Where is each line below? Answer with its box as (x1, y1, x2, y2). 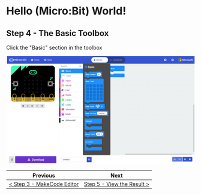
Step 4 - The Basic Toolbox (6, 28, 109, 38)
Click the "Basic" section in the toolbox (6, 44, 103, 51)
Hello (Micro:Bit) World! (6, 4, 127, 18)
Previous (32, 172, 55, 179)
